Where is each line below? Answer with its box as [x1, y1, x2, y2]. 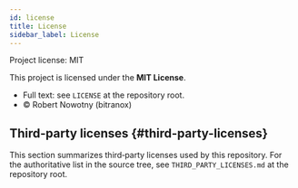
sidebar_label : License [9, 30, 100, 39]
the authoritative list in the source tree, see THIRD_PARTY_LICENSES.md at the [9, 159, 289, 170]
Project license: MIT [9, 55, 84, 66]
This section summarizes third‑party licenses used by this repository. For [9, 150, 283, 161]
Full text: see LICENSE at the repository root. [22, 89, 184, 100]
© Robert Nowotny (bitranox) [22, 99, 133, 110]
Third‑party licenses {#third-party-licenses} [9, 126, 268, 141]
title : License [9, 22, 67, 31]
